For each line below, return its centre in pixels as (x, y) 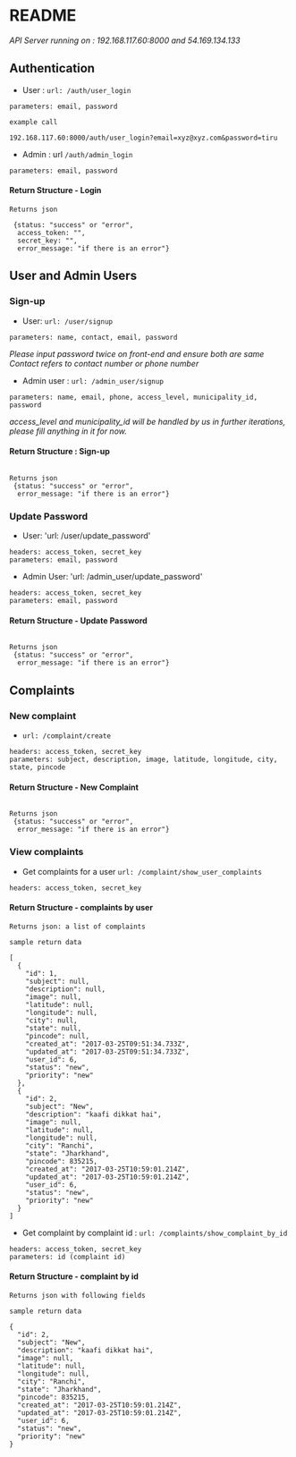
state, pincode (38, 767)
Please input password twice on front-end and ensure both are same (137, 353)
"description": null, (65, 989)
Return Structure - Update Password (78, 620)
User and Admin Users (73, 276)
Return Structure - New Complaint (74, 787)
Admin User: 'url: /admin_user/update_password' (112, 577)
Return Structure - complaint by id (74, 1276)
